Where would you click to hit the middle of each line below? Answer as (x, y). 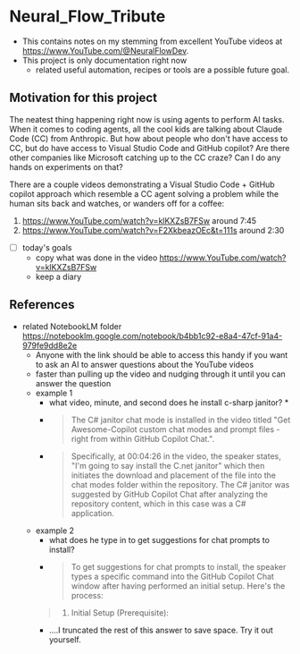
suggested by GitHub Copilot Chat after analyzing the (169, 494)
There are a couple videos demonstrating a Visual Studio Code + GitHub (142, 184)
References (42, 305)
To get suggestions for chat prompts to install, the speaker (179, 566)
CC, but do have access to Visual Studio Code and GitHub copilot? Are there (150, 148)
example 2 (54, 531)
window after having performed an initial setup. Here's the (178, 586)
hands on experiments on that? (66, 166)
